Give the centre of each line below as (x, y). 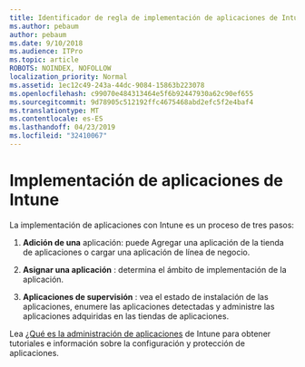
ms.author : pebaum (44, 26)
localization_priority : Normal (69, 77)
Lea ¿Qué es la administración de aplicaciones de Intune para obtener (140, 333)
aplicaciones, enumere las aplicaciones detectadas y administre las (148, 306)
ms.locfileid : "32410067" (58, 136)
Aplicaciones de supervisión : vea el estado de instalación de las (146, 296)
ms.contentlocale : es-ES (56, 119)
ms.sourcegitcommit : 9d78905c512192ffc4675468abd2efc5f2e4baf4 (132, 102)
